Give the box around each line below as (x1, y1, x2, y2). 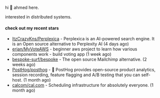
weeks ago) (12, 62, 36, 67)
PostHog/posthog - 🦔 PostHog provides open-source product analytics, (12, 67, 156, 73)
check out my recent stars (5, 25, 59, 31)
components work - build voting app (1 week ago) (12, 51, 112, 57)
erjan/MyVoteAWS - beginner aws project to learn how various (12, 46, 137, 52)
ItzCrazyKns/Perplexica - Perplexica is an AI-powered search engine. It (12, 36, 155, 42)
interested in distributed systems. (5, 14, 72, 19)
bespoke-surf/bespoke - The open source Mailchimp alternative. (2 (12, 56, 147, 63)
